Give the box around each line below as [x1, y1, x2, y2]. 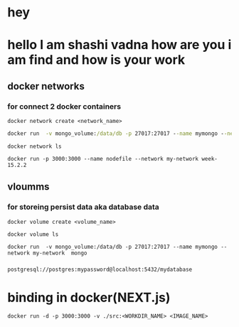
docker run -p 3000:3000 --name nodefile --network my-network [7, 155, 199, 162]
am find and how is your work [7, 52, 186, 68]
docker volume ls [7, 230, 59, 238]
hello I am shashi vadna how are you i [7, 37, 232, 53]
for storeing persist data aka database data [7, 202, 160, 212]
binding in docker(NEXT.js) [7, 289, 171, 306]
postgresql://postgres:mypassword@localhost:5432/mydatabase [7, 266, 193, 273]
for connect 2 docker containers [7, 101, 122, 111]
